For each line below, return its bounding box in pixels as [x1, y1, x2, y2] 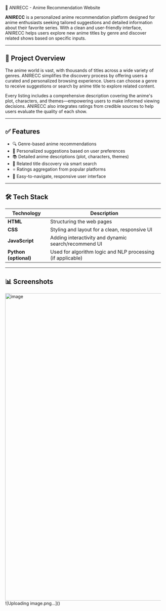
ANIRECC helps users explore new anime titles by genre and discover [5, 30, 147, 36]
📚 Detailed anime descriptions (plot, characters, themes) [12, 153, 129, 159]
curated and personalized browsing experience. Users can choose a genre [5, 78, 157, 84]
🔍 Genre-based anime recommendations [12, 141, 97, 147]
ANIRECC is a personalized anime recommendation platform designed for [5, 14, 155, 20]
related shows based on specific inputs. [5, 35, 86, 41]
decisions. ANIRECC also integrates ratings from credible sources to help [5, 103, 154, 109]
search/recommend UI [50, 240, 102, 247]
